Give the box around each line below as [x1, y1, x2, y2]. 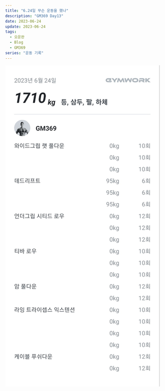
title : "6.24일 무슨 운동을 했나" [5, 8, 69, 13]
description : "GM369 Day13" [5, 13, 64, 19]
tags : [5, 29, 16, 35]
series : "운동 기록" [5, 50, 44, 55]
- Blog [9, 40, 23, 45]
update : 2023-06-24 [5, 24, 46, 29]
